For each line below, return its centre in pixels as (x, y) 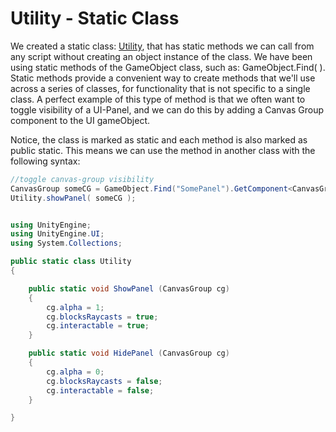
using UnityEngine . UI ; (57, 234)
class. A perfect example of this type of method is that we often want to (158, 99)
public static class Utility (71, 262)
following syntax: (45, 161)
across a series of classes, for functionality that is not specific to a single (160, 88)
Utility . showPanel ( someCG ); (73, 198)
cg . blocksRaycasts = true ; (102, 317)
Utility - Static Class (95, 18)
